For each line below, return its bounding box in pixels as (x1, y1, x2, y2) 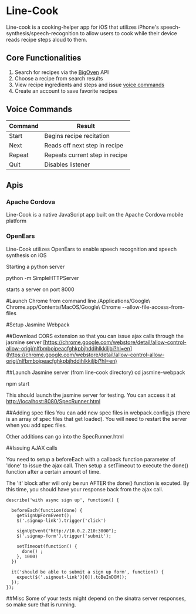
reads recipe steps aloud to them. (6, 36, 87, 43)
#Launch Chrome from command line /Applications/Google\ (6, 297, 151, 304)
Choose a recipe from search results (14, 75, 103, 82)
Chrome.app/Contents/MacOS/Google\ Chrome (6, 303, 121, 311)
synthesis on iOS (6, 251, 47, 259)
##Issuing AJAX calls (6, 444, 58, 451)
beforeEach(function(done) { (11, 507, 83, 513)
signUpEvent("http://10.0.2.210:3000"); (16, 528, 117, 534)
